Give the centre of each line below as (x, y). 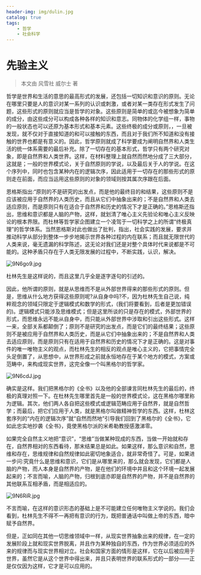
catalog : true (24, 17)
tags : (13, 23)
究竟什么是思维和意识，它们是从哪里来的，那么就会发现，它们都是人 (107, 461)
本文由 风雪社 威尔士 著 (49, 84)
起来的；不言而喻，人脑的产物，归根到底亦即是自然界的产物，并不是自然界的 (100, 476)
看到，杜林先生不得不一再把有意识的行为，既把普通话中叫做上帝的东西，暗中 (100, 516)
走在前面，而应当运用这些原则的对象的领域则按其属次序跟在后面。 (92, 179)
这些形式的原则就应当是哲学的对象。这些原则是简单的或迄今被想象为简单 (106, 111)
